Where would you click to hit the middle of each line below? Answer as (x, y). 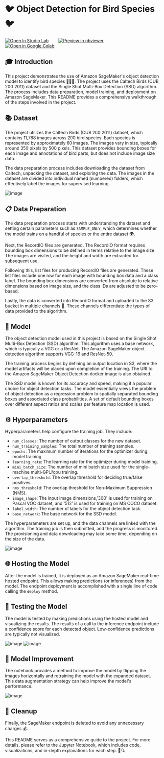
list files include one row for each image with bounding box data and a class (82, 276)
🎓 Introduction (29, 62)
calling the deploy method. (32, 591)
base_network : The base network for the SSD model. (65, 514)
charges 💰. (17, 729)
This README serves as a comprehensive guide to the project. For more (78, 740)
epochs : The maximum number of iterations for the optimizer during (80, 451)
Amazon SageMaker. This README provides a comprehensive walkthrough (81, 97)
